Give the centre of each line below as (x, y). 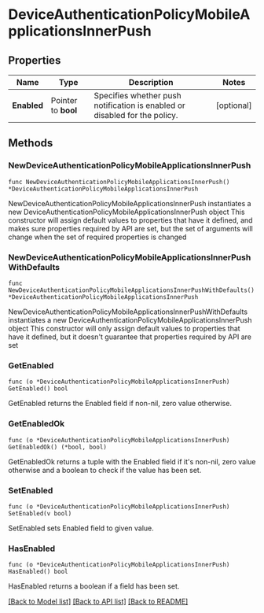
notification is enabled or (140, 105)
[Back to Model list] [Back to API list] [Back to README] (98, 602)
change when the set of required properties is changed (97, 237)
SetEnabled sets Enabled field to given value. (81, 528)
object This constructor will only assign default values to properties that (125, 328)
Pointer (64, 100)
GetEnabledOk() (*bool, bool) (58, 447)
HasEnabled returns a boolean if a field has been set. (94, 586)
